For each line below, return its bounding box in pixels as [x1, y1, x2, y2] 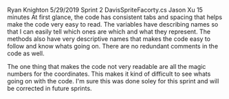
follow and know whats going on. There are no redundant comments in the [7, 42, 219, 50]
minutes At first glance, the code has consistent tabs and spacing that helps [7, 13, 222, 21]
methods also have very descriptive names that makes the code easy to [7, 35, 211, 43]
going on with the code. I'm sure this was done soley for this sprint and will [7, 77, 219, 85]
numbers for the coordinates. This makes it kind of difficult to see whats [7, 70, 211, 78]
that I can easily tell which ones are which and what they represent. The [7, 27, 211, 36]
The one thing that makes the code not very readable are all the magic [7, 63, 206, 70]
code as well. [7, 49, 45, 57]
